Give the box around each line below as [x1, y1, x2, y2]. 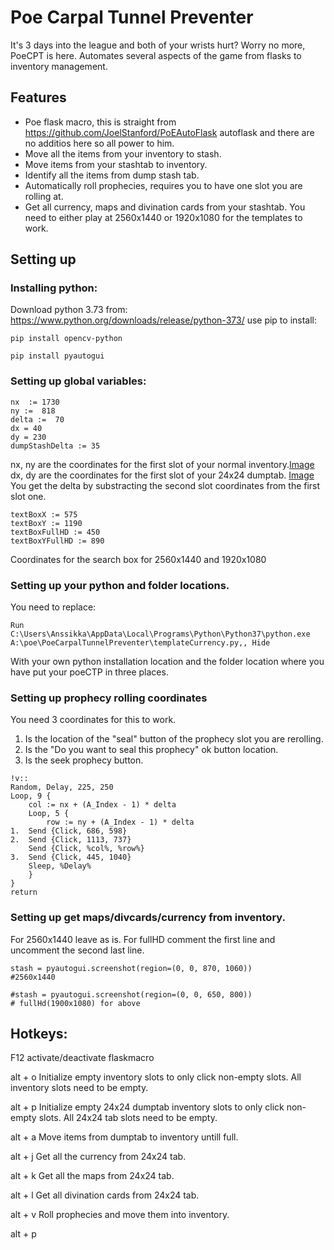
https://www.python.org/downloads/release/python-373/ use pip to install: [10, 314, 318, 326]
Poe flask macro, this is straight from [24, 116, 177, 128]
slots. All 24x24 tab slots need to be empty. [38, 1112, 218, 1124]
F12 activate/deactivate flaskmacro [10, 1052, 155, 1064]
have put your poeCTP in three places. [10, 666, 169, 678]
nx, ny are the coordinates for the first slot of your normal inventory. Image [10, 458, 315, 470]
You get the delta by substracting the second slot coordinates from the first [10, 479, 321, 491]
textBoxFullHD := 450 [10, 527, 101, 537]
